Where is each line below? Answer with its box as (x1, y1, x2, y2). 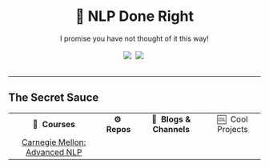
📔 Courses (32, 118, 76, 130)
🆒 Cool (217, 114, 248, 125)
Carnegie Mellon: (21, 136, 86, 147)
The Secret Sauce (8, 91, 99, 105)
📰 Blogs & (151, 114, 191, 125)
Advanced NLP (25, 146, 82, 158)
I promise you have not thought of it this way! (59, 34, 210, 43)
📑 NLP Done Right (74, 7, 195, 26)
